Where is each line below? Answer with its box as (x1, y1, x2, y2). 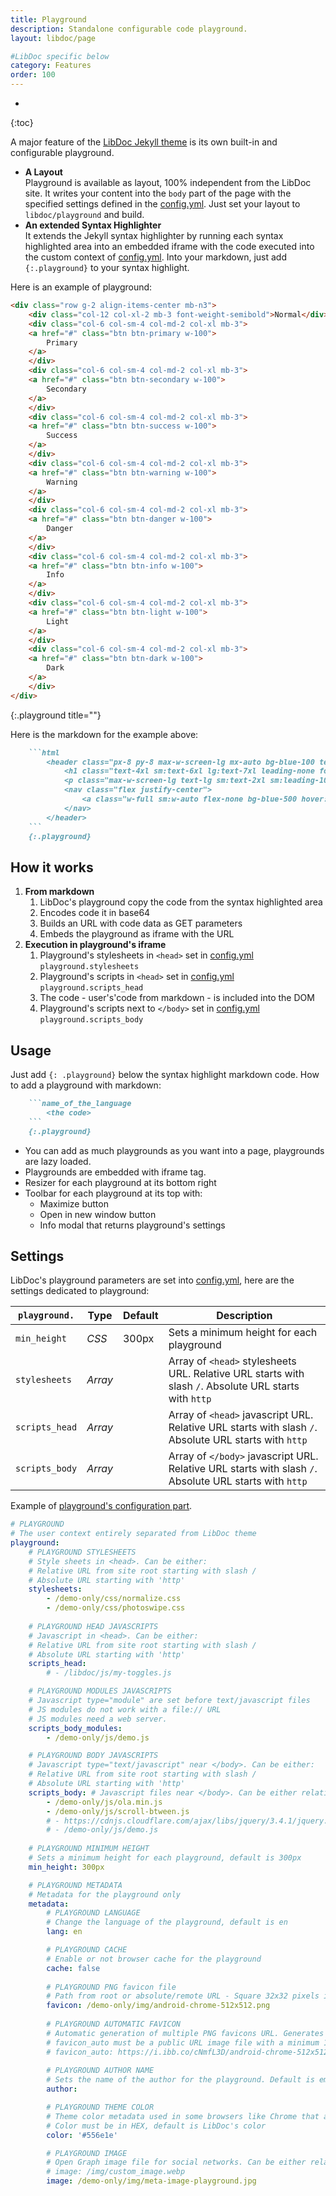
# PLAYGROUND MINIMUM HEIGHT (28, 1844, 150, 1854)
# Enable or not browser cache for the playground (46, 1954, 262, 1964)
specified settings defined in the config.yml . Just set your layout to (24, 198, 301, 210)
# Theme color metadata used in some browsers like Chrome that (46, 2111, 320, 2121)
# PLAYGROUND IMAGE (46, 2148, 128, 2158)
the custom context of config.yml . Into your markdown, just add (24, 251, 287, 263)
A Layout (24, 166, 63, 178)
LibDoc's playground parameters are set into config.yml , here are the (10, 1274, 295, 1286)
